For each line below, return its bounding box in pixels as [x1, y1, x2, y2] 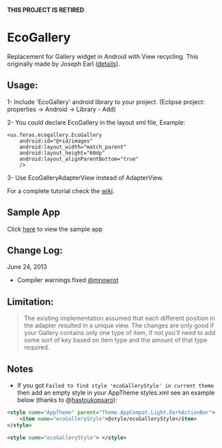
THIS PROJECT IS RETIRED [7, 6, 85, 14]
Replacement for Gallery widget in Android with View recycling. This [7, 52, 199, 60]
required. [23, 343, 50, 351]
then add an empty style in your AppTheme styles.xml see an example [16, 388, 215, 397]
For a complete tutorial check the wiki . [7, 186, 115, 195]
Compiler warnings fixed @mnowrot [16, 276, 119, 284]
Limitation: [7, 296, 54, 308]
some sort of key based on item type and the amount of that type [23, 336, 208, 345]
